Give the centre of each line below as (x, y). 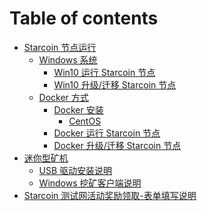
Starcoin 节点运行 (60, 47)
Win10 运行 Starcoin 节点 (104, 72)
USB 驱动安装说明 (75, 170)
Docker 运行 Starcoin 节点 (107, 133)
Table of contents (84, 18)
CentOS (85, 121)
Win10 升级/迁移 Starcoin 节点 (115, 84)
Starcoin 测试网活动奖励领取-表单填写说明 (110, 195)
